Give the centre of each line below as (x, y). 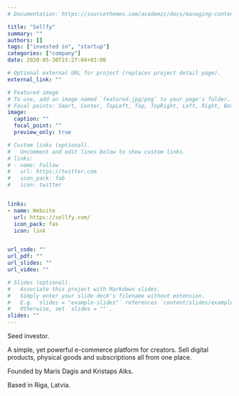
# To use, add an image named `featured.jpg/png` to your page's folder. (119, 99)
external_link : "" (34, 79)
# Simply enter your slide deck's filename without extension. (106, 296)
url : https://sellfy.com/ (52, 217)
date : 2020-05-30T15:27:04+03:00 (57, 60)
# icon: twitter (34, 185)
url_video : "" (28, 270)
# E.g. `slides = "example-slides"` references (83, 303)
